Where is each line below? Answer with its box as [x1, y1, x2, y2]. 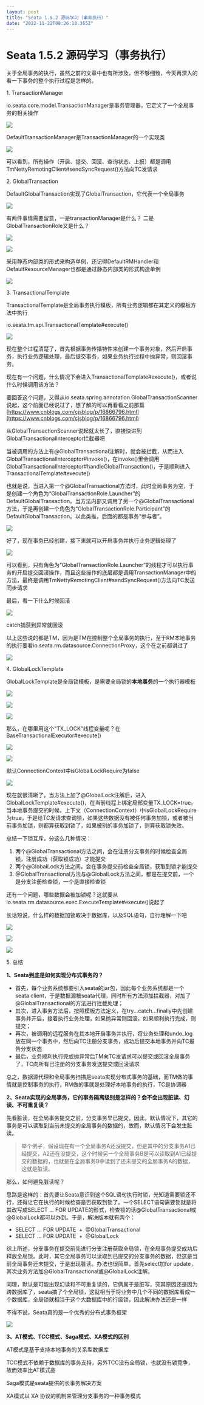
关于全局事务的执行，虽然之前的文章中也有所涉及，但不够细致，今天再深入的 [6, 69, 198, 77]
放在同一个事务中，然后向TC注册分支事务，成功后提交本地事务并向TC [15, 1037, 189, 1045]
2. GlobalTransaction [6, 177, 59, 185]
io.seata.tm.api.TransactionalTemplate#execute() [6, 321, 129, 329]
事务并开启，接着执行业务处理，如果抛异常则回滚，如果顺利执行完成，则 [15, 1015, 196, 1022]
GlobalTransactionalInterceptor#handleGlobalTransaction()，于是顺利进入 [6, 463, 191, 470]
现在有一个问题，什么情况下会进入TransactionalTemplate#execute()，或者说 [6, 373, 197, 380]
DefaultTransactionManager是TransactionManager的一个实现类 [6, 134, 165, 141]
